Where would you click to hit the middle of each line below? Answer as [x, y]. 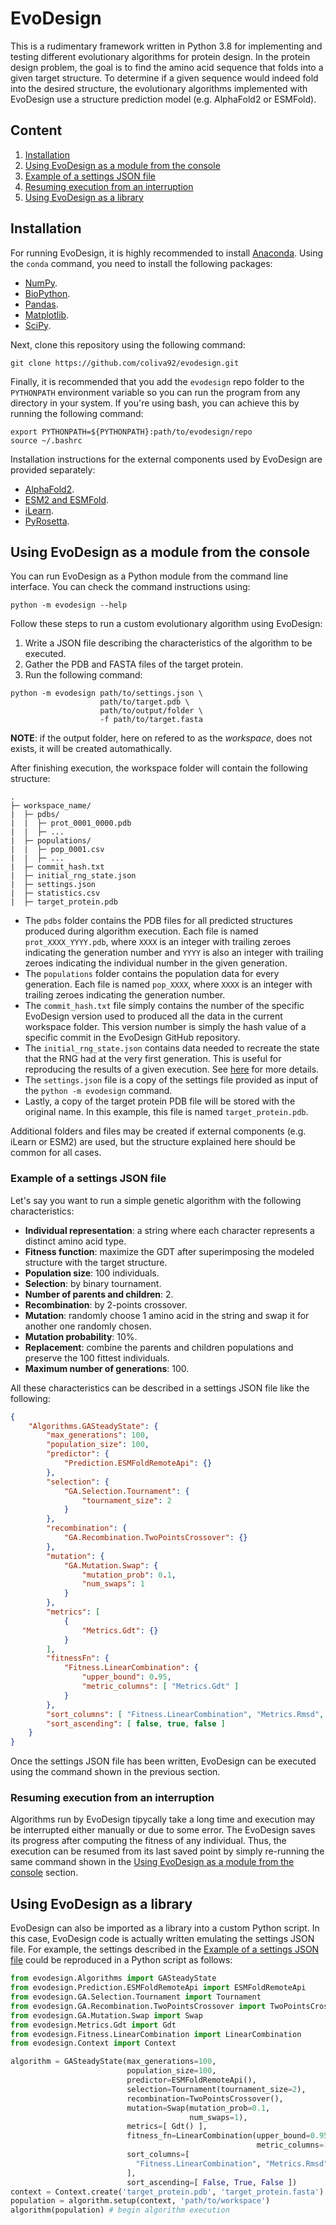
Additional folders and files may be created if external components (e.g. [158, 1131]
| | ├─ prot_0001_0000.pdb [71, 823]
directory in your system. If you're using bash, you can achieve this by [155, 403]
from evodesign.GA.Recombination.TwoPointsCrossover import [138, 2006]
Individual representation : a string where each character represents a [169, 1230]
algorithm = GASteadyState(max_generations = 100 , [113, 2062]
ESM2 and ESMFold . [67, 499]
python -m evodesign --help [69, 605]
